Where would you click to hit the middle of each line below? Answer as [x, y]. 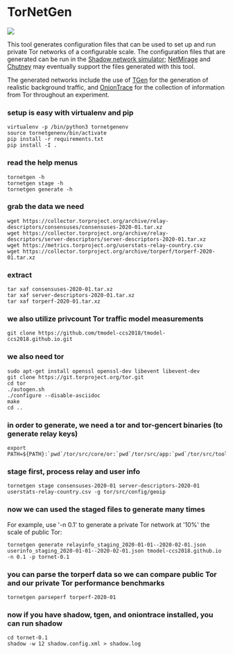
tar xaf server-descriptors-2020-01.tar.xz [71, 296]
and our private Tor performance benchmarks [86, 582]
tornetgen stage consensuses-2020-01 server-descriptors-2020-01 [103, 486]
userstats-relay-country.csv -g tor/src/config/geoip [87, 492]
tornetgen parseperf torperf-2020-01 [62, 597]
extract [20, 275]
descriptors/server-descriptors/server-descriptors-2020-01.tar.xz [107, 239]
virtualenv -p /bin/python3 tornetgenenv [68, 127]
